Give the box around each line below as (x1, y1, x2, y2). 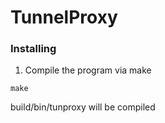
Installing (10, 42, 57, 56)
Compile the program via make (24, 64, 152, 76)
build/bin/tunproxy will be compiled (10, 101, 156, 113)
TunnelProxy (10, 6, 118, 29)
